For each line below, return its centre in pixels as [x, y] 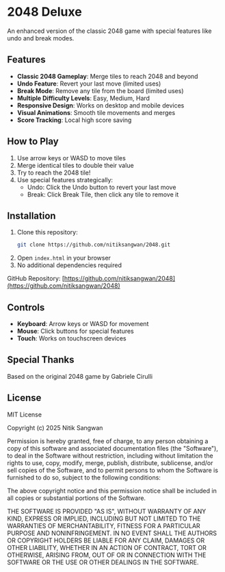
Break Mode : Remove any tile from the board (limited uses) [100, 90]
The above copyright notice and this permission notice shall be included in [112, 490]
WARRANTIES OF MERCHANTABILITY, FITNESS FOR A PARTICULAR [104, 525]
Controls [26, 307]
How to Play [33, 141]
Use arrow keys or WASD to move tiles [71, 158]
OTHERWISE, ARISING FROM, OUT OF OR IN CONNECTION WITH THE [107, 555]
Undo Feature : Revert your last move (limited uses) [89, 84]
